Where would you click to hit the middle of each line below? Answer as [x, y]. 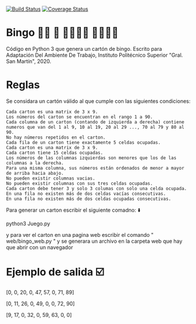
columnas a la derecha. [35, 163]
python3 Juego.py [28, 223]
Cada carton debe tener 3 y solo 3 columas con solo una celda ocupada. [97, 188]
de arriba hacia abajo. [35, 173]
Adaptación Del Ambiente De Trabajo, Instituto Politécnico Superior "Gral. [94, 55]
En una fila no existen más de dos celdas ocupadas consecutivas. [89, 199]
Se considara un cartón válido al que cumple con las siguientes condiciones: [98, 101]
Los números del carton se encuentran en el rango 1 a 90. [80, 117]
